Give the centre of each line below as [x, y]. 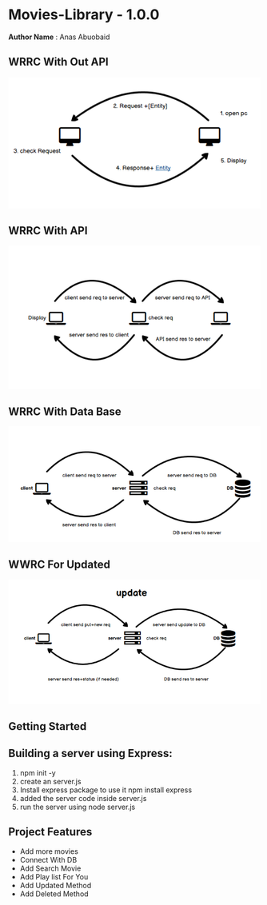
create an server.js [50, 781]
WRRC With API [48, 231]
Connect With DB [48, 859]
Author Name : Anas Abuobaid [59, 37]
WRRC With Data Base [65, 411]
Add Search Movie [50, 868]
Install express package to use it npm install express [106, 790]
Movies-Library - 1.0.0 [84, 15]
